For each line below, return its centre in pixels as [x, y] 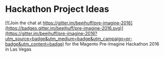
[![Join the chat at [23, 23]
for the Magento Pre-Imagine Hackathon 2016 [112, 44]
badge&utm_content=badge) [35, 44]
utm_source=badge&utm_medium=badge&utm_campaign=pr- [69, 39]
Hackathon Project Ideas [57, 9]
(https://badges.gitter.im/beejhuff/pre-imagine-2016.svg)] [64, 28]
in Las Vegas [18, 49]
